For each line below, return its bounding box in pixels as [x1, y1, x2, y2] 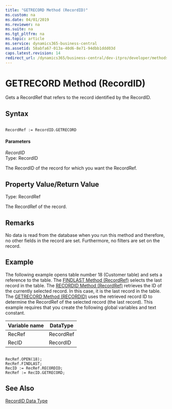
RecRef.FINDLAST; [5, 361, 42, 366]
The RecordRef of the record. [5, 203, 68, 210]
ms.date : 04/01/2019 [5, 17, 50, 22]
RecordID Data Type [5, 398, 48, 404]
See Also [5, 384, 34, 393]
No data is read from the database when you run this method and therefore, [5, 232, 165, 238]
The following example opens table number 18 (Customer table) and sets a [5, 271, 162, 277]
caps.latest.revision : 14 [5, 50, 60, 55]
